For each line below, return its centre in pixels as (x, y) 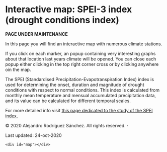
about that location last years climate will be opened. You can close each (81, 59)
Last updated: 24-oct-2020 (33, 135)
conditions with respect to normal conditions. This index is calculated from (82, 90)
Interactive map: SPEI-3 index (69, 9)
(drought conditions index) (62, 20)
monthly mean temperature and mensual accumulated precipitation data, (80, 95)
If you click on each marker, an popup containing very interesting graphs (80, 53)
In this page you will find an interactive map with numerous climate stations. (84, 44)
